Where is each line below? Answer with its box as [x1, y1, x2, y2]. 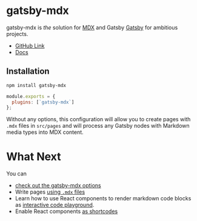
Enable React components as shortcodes [15, 208, 118, 215]
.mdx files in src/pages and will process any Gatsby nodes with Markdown [6, 122, 190, 130]
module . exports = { [6, 93, 56, 99]
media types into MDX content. [6, 128, 84, 136]
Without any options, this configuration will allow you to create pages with [6, 116, 191, 123]
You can [6, 170, 27, 177]
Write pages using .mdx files [15, 188, 85, 195]
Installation [6, 66, 50, 77]
